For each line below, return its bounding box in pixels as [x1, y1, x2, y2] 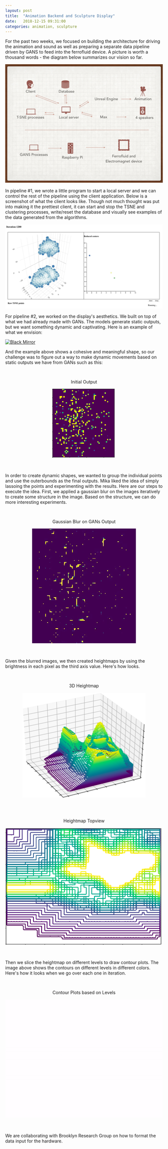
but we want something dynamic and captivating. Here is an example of [5, 324, 153, 330]
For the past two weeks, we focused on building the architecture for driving [5, 38, 160, 45]
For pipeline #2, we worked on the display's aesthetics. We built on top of [5, 313, 156, 319]
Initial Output [70, 378, 97, 385]
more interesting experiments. [5, 499, 67, 505]
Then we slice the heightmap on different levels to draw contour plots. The [5, 959, 159, 965]
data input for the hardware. [5, 1138, 63, 1144]
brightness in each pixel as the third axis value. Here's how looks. [5, 663, 140, 669]
